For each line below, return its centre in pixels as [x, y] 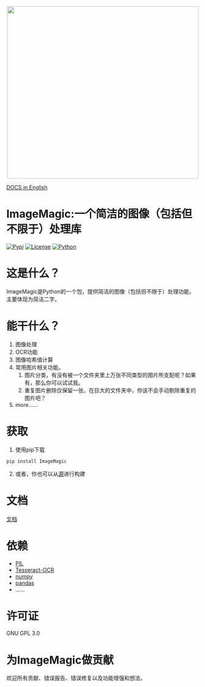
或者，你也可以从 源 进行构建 [50, 474]
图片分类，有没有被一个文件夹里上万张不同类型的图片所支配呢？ [105, 375]
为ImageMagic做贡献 [60, 660]
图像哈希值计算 [34, 359]
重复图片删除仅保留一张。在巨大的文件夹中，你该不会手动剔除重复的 [110, 390]
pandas [25, 583]
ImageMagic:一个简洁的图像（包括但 [99, 214]
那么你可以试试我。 [59, 382]
